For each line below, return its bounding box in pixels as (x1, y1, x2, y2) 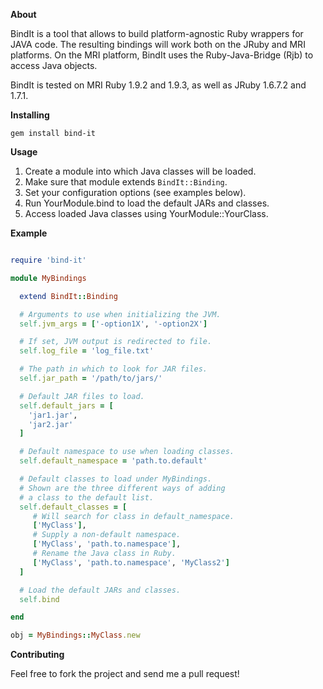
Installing (10, 109, 50, 121)
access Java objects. (10, 60, 98, 71)
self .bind (19, 594, 60, 604)
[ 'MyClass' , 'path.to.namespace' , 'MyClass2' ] (32, 557, 230, 568)
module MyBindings (10, 273, 87, 283)
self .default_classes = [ (19, 502, 128, 512)
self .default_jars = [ (19, 400, 114, 411)
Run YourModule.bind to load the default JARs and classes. (24, 197, 270, 209)
